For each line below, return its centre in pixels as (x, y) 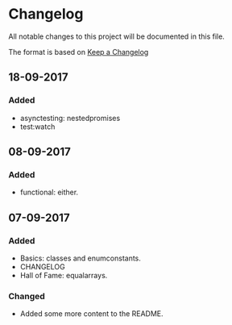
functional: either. (49, 192)
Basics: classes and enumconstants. (80, 258)
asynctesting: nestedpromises (70, 118)
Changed (27, 296)
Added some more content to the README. (91, 314)
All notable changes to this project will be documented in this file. (117, 36)
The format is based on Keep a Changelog (79, 52)
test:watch (37, 127)
